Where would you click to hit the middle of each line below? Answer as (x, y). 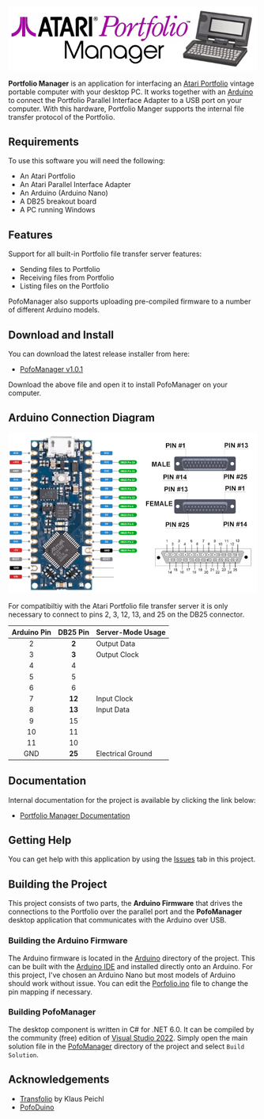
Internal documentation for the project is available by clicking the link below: (132, 800)
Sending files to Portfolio (60, 269)
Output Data (116, 644)
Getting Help (40, 840)
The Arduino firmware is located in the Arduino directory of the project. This (132, 958)
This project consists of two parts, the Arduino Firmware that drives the (126, 903)
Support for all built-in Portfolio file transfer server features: (105, 254)
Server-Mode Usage (131, 632)
